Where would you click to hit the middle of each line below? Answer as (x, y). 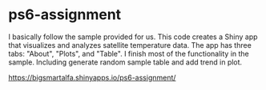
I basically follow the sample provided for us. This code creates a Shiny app (133, 37)
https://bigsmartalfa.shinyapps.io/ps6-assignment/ (92, 77)
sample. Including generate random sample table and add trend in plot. (125, 62)
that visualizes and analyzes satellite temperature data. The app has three (130, 45)
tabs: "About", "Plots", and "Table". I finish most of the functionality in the (129, 53)
